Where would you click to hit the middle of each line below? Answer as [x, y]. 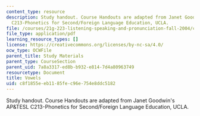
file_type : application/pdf [41, 34]
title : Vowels [24, 78]
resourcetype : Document [36, 73]
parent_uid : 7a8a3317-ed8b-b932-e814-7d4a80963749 [70, 67]
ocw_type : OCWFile [29, 51]
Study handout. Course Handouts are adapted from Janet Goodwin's [90, 101]
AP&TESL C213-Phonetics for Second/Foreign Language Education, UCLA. [98, 107]
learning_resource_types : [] [42, 39]
